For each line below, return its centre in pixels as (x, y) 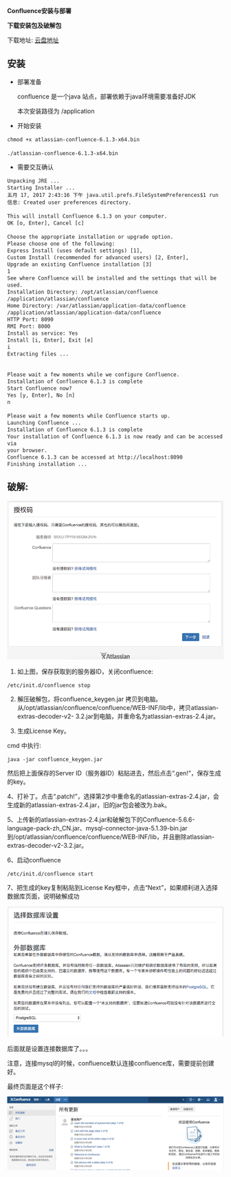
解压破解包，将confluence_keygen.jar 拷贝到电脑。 (89, 699)
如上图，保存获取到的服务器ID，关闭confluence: (85, 671)
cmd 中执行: (24, 745)
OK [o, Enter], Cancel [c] (46, 223)
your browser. (27, 450)
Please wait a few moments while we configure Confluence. (93, 375)
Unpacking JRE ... (33, 181)
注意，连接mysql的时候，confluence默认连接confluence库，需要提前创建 (111, 1063)
